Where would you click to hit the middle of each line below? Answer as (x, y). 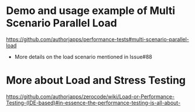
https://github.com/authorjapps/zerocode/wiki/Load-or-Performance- (90, 96)
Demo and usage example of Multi (91, 11)
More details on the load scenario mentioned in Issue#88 (83, 57)
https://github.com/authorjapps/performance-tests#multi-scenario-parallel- (97, 39)
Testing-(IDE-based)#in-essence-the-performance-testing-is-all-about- (93, 103)
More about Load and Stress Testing (96, 80)
